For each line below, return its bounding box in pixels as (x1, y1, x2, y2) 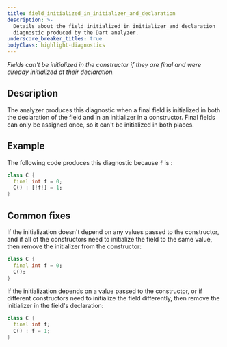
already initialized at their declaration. (7, 68, 115, 76)
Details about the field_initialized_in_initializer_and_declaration (13, 23, 215, 29)
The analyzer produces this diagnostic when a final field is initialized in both (7, 105, 221, 114)
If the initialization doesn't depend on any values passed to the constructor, (7, 227, 219, 236)
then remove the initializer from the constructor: (7, 242, 142, 250)
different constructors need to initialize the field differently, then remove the (7, 294, 220, 303)
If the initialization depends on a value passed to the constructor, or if (7, 287, 203, 295)
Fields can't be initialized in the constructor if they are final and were (7, 61, 202, 68)
